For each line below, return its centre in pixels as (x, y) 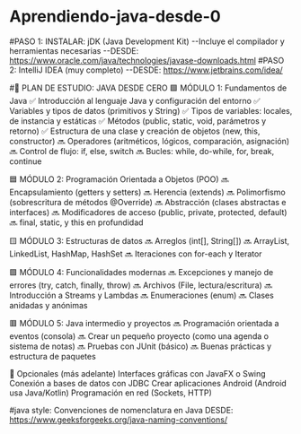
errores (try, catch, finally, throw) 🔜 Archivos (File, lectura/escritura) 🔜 (141, 285)
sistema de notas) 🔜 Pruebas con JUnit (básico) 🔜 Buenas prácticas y (141, 346)
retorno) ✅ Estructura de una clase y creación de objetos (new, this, (135, 131)
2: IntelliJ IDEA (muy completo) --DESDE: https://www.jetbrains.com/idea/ (146, 70)
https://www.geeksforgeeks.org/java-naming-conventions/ (118, 420)
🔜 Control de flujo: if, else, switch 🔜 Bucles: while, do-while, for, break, (142, 151)
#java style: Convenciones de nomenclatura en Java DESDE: (121, 410)
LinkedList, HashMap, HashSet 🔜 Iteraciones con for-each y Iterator (136, 254)
